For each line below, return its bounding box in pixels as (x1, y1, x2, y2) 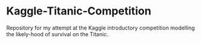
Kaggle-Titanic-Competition (6, 4, 151, 18)
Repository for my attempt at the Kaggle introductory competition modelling (6, 24, 195, 31)
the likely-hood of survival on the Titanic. (6, 30, 109, 37)
